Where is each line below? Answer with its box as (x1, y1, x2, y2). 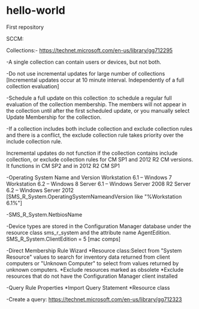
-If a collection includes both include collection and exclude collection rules (6, 125, 193, 132)
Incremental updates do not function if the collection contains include (6, 149, 178, 157)
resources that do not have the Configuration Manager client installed (6, 272, 178, 280)
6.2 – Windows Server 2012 (6, 187, 74, 194)
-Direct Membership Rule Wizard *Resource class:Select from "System (6, 247, 182, 254)
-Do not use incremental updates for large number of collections (6, 70, 165, 77)
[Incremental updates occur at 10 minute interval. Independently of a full (6, 76, 185, 83)
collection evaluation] (6, 82, 59, 90)
